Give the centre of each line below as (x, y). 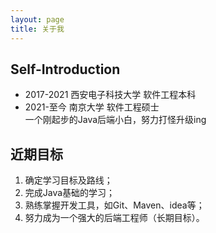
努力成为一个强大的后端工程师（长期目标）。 (114, 218)
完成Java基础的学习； (70, 193)
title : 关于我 (37, 29)
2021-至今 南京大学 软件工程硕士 (92, 107)
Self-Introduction (65, 69)
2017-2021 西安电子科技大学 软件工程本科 (110, 95)
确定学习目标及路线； (68, 180)
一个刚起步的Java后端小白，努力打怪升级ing (115, 120)
